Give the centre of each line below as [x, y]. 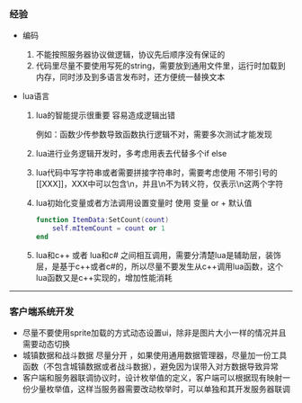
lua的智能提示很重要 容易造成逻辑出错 [106, 115]
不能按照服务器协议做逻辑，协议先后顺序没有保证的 [130, 55]
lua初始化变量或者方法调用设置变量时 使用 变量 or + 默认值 [144, 203]
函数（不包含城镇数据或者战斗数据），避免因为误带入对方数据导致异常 [150, 367]
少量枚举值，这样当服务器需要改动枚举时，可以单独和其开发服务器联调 [160, 390]
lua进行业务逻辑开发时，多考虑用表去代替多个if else [131, 154]
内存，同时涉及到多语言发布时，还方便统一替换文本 [130, 77]
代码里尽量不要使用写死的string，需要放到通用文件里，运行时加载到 [160, 66]
